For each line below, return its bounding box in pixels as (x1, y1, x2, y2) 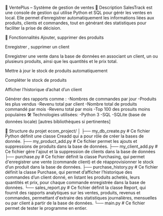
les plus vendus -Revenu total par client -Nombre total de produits (5, 101, 137, 107)
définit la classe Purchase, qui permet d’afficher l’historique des (5, 170, 132, 175)
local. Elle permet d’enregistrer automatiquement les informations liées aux (5, 15, 154, 20)
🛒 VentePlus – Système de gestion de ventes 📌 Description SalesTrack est (5, 5, 153, 10)
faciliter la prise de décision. (5, 25, 62, 31)
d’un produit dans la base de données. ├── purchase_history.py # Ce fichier (5, 164, 158, 170)
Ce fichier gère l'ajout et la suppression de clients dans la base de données (5, 149, 156, 154)
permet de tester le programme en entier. (5, 205, 87, 211)
